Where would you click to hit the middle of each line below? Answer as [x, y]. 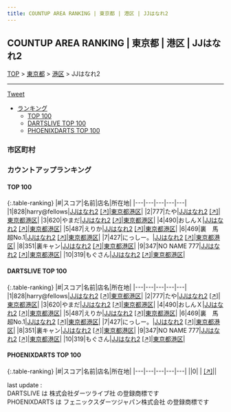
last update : [25, 385]
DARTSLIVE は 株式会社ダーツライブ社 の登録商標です [83, 393]
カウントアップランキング [49, 170]
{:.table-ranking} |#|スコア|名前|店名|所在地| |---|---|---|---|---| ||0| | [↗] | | [112, 371]
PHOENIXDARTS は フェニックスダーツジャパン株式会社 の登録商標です [108, 402]
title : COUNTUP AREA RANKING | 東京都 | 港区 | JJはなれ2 [88, 13]
